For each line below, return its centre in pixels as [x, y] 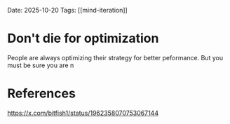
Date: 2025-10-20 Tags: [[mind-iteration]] [67, 10]
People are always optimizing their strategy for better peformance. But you [115, 57]
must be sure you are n [41, 65]
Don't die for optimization [83, 39]
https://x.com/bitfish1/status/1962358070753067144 [83, 113]
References [41, 94]
